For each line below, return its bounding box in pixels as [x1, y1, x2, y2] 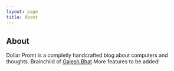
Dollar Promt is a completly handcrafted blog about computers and [6, 51, 168, 59]
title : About [6, 14, 38, 20]
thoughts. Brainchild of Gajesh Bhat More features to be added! [6, 58, 160, 65]
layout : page [6, 8, 38, 15]
